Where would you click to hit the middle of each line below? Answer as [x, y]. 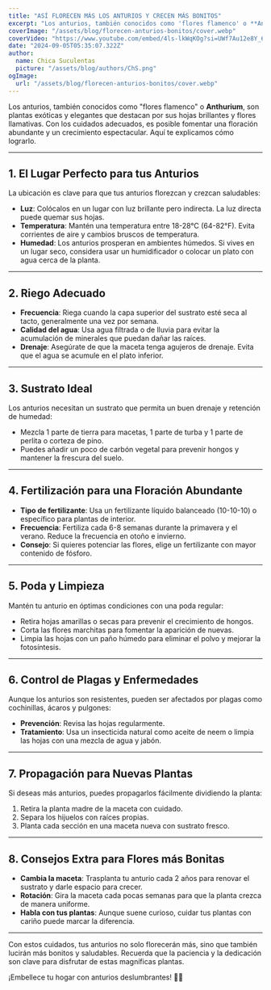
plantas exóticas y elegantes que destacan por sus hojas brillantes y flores [132, 115]
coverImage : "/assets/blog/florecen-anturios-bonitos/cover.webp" [122, 31]
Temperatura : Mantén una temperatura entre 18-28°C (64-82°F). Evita [138, 226]
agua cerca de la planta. [60, 260]
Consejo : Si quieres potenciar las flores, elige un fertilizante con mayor [138, 544]
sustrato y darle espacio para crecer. [81, 887]
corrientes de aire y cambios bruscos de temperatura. [110, 234]
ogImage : [23, 76]
